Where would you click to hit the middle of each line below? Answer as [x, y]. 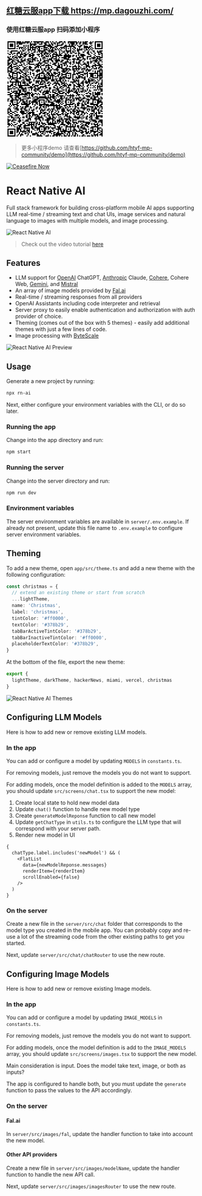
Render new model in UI [45, 835]
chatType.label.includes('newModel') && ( [66, 853]
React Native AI [46, 191]
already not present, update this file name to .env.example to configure [95, 528]
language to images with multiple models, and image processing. [87, 220]
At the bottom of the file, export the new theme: [66, 662]
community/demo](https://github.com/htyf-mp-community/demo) [103, 154]
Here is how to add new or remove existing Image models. [79, 989]
